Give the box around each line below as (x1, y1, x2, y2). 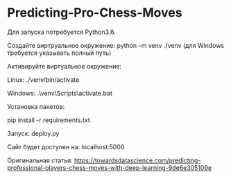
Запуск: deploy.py (7, 129, 60, 137)
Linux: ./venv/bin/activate (7, 75, 80, 84)
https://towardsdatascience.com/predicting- (74, 156, 201, 164)
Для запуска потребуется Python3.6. (7, 28, 116, 36)
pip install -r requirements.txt (7, 116, 90, 124)
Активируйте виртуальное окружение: (7, 62, 122, 70)
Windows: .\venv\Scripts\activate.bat (7, 89, 112, 97)
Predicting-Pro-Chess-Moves (7, 5, 182, 21)
